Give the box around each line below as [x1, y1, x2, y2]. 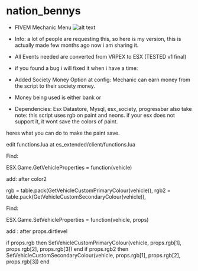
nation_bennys [6, 4, 81, 18]
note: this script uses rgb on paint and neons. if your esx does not [14, 111, 176, 119]
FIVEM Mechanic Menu [14, 24, 72, 31]
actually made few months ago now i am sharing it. [14, 42, 139, 49]
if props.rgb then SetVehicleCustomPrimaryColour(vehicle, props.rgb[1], [6, 239, 182, 246]
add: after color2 [6, 175, 47, 182]
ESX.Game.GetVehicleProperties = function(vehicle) [6, 164, 132, 171]
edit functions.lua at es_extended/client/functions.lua [6, 141, 136, 148]
